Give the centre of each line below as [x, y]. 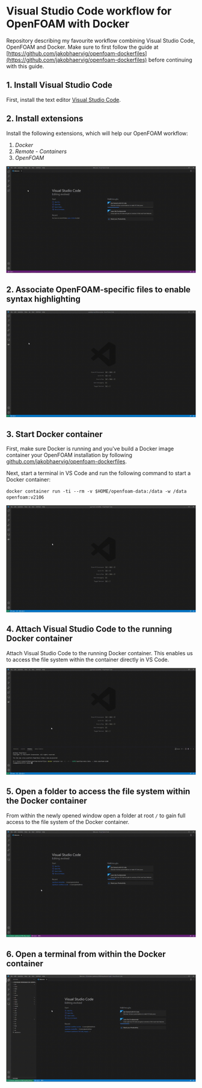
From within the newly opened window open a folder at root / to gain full [96, 816]
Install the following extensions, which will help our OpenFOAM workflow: [97, 133]
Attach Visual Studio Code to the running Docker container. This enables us [100, 653]
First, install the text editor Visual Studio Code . [64, 99]
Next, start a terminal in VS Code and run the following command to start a [99, 473]
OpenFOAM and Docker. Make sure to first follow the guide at [82, 47]
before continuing [170, 60]
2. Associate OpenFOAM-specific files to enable [99, 290]
